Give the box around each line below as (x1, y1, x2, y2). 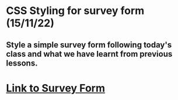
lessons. (6, 58, 38, 68)
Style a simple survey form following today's (6, 40, 172, 50)
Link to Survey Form (6, 81, 106, 95)
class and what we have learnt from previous (6, 49, 173, 59)
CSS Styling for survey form (6, 4, 145, 18)
